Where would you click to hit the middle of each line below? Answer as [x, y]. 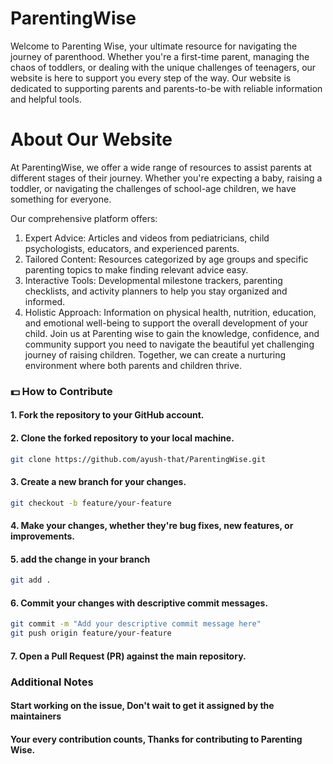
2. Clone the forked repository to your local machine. [122, 438]
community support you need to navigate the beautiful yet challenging [169, 344]
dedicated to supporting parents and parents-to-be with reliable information [166, 88]
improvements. [42, 536]
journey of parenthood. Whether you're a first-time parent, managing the [160, 56]
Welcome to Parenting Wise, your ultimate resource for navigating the [154, 46]
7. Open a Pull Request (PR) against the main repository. [128, 656]
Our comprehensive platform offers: [84, 218]
